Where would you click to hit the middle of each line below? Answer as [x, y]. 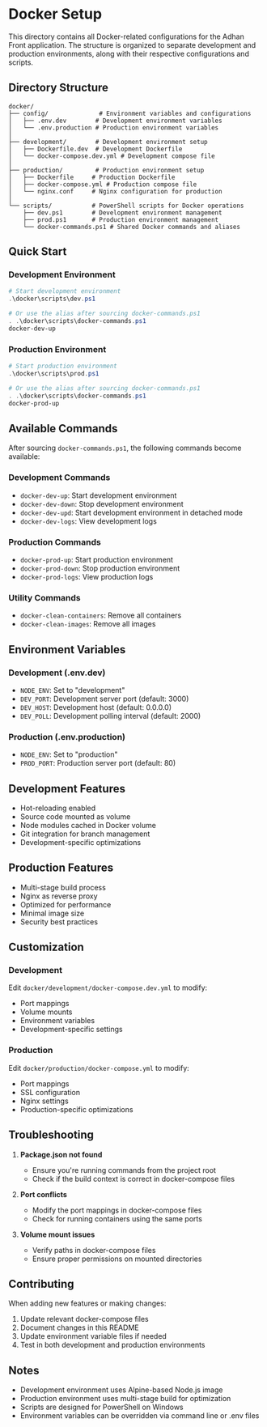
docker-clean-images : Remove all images [88, 624]
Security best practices [59, 922]
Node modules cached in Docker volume [88, 825]
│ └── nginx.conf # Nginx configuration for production [115, 191]
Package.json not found [61, 1154]
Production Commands [55, 541]
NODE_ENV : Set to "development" [72, 690]
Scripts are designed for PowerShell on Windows [102, 1407]
